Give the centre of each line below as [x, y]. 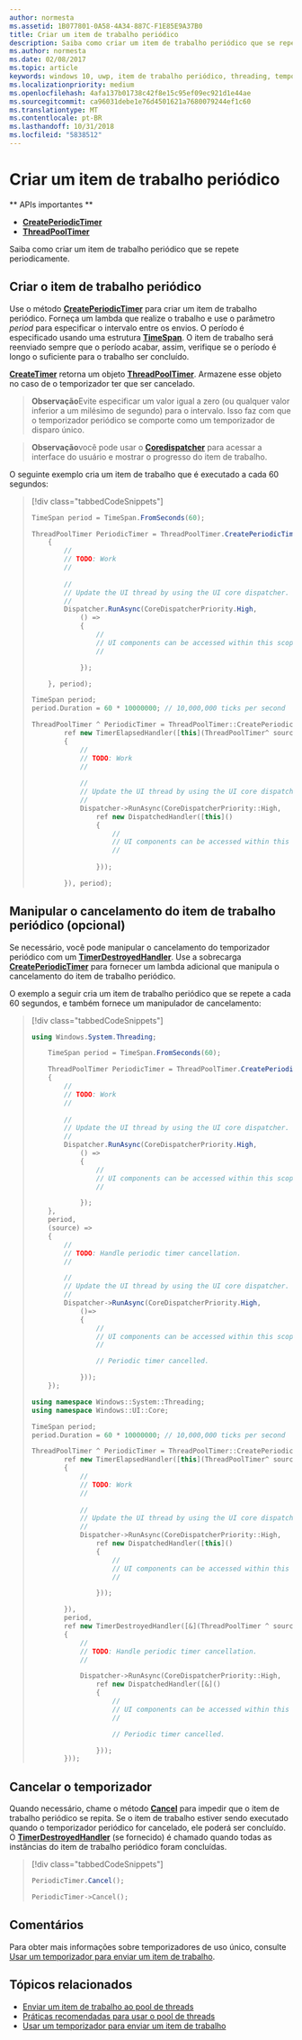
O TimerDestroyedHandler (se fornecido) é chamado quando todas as [141, 1837]
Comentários [47, 1925]
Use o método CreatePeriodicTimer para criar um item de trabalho [133, 308]
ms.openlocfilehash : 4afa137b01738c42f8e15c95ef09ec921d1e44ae [130, 93]
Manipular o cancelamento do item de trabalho [142, 911]
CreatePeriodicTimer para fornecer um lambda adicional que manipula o [145, 966]
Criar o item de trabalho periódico [106, 287]
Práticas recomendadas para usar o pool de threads [119, 2016]
